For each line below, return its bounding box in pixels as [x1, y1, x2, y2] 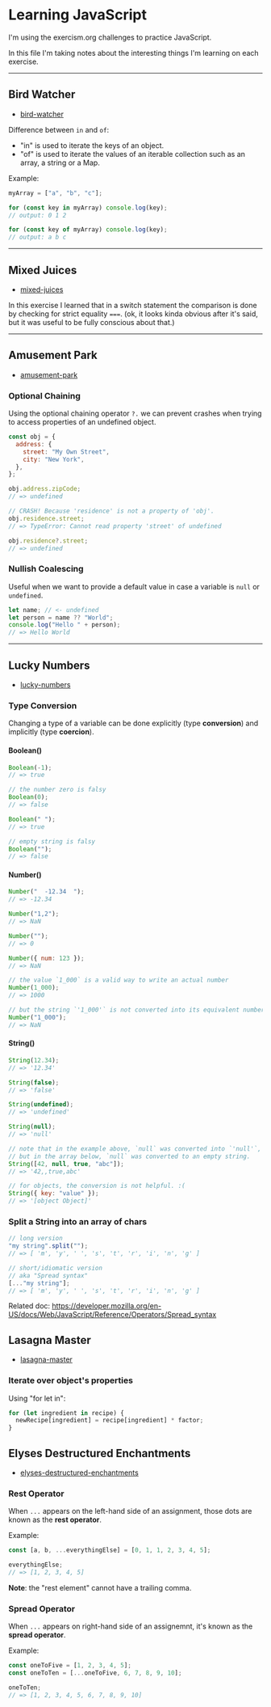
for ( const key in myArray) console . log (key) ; [8, 204, 168, 212]
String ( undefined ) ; [8, 1101, 74, 1109]
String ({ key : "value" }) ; [8, 1189, 99, 1198]
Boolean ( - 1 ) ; [8, 763, 52, 771]
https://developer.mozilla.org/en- [52, 1301, 162, 1311]
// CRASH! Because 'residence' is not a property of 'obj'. [8, 507, 215, 515]
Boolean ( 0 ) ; [8, 793, 48, 801]
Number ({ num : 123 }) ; [8, 954, 85, 962]
